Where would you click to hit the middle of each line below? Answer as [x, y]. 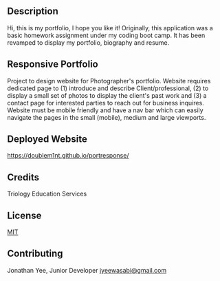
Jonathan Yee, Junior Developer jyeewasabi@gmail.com [87, 270]
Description [33, 11]
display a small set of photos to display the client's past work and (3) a [107, 95]
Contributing [35, 254]
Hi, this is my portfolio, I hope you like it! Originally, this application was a [110, 28]
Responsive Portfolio [53, 64]
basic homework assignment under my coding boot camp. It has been [106, 35]
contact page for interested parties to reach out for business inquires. [106, 103]
